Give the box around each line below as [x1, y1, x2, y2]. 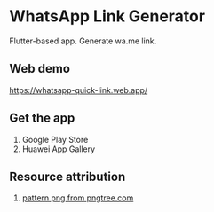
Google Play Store [21, 134, 89, 145]
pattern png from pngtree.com [21, 192, 134, 203]
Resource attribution [9, 169, 126, 184]
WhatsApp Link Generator [9, 6, 206, 27]
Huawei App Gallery [21, 144, 96, 154]
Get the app [9, 111, 75, 126]
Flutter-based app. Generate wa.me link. [9, 35, 157, 46]
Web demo [9, 61, 71, 76]
